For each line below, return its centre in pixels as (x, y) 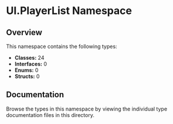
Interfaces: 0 (31, 64)
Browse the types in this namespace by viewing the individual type (87, 109)
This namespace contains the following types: (62, 46)
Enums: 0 (26, 70)
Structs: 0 (27, 76)
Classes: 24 (29, 58)
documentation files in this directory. (50, 115)
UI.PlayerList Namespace (69, 11)
